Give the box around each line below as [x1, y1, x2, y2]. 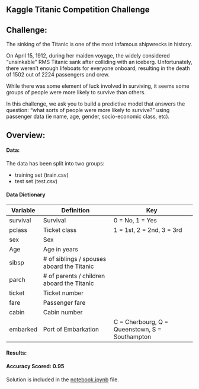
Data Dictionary [6, 191, 46, 198]
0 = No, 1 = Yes [113, 216, 157, 224]
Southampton [113, 333, 152, 340]
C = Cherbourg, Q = [113, 318, 169, 326]
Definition [61, 206, 90, 214]
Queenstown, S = [113, 326, 162, 333]
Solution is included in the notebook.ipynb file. [6, 376, 120, 383]
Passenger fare [43, 299, 86, 307]
